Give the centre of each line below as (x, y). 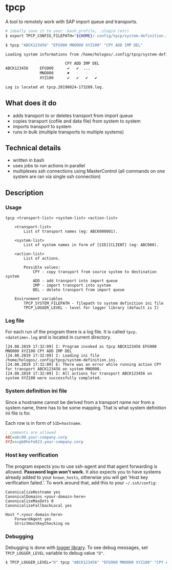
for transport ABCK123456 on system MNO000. (53, 369)
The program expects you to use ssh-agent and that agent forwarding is (81, 466)
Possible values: (42, 268)
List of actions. (42, 259)
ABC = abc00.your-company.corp (36, 437)
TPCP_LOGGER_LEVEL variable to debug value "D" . (55, 553)
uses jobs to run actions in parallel (49, 166)
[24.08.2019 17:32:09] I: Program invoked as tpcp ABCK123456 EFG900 (81, 347)
